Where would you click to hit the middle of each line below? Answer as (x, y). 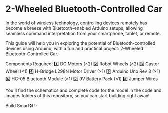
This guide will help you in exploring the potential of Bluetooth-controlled (80, 43)
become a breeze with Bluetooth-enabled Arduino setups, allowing (74, 28)
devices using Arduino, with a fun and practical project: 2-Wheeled (74, 48)
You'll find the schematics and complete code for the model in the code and (83, 90)
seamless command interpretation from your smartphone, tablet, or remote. (83, 33)
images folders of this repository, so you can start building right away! (77, 95)
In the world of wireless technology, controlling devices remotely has (76, 23)
